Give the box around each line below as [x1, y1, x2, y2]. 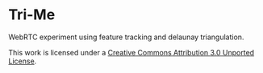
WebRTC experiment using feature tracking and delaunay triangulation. [8, 32, 244, 42]
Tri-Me [8, 6, 56, 24]
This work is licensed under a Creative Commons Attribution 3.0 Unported [8, 47, 255, 57]
